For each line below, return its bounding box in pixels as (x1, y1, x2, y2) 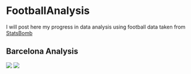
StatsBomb (6, 29, 33, 36)
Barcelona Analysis (6, 47, 79, 57)
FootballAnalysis (6, 4, 90, 17)
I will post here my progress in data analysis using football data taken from (6, 23, 186, 30)
